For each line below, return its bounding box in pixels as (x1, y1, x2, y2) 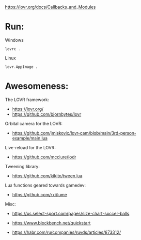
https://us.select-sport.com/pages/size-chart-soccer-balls (12, 210, 129, 216)
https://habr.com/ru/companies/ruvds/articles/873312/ (12, 229, 121, 235)
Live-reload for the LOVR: (5, 144, 56, 150)
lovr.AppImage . (5, 64, 38, 69)
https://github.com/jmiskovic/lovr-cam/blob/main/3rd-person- (12, 130, 137, 136)
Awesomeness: (5, 81, 69, 92)
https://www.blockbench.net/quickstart (12, 220, 91, 225)
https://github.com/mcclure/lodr (12, 154, 77, 160)
